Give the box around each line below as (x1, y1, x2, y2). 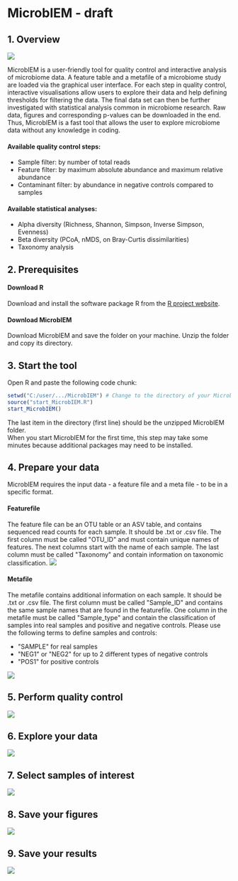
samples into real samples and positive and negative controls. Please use (7, 621, 221, 629)
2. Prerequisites (7, 263, 79, 275)
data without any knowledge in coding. (7, 126, 120, 134)
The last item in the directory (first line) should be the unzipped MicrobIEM (7, 418, 225, 427)
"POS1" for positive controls (17, 657, 99, 666)
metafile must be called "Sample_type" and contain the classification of (7, 613, 216, 621)
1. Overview (7, 33, 60, 46)
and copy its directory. (7, 339, 73, 348)
